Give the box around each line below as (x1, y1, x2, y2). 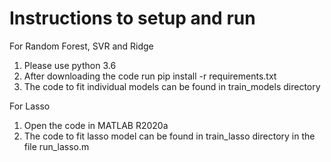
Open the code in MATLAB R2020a (23, 119, 169, 131)
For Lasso (9, 100, 51, 112)
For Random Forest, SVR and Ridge (9, 40, 154, 52)
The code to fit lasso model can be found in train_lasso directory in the (23, 130, 316, 142)
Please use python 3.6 (23, 59, 117, 71)
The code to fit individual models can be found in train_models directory (23, 80, 321, 92)
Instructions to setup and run (9, 7, 256, 30)
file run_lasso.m (23, 140, 90, 152)
